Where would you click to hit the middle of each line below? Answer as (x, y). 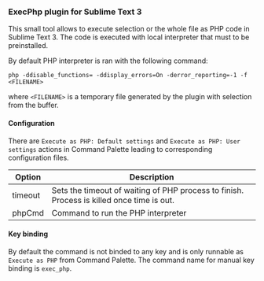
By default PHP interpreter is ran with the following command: (108, 61)
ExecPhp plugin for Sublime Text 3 (75, 12)
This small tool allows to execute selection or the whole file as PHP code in (129, 29)
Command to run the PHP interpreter (119, 213)
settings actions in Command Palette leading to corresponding (110, 149)
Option (28, 177)
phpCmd (28, 213)
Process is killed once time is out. (113, 200)
